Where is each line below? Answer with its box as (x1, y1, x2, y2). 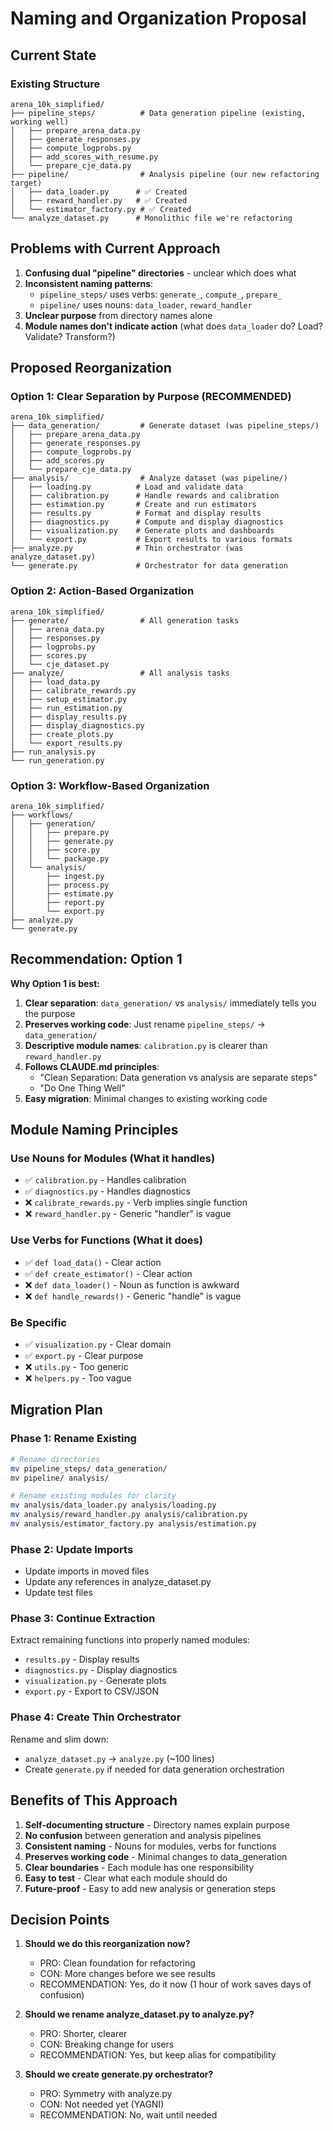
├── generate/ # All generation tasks (10, 615, 240, 626)
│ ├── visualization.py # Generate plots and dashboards (10, 526, 275, 536)
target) (10, 178, 43, 188)
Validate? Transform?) (24, 330, 116, 342)
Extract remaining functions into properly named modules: (10, 1634, 250, 1646)
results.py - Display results (24, 1653, 140, 1666)
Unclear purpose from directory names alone (24, 309, 213, 321)
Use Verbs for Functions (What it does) (10, 1233, 203, 1247)
